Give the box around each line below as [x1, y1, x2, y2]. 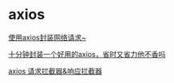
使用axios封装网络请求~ [8, 32, 86, 42]
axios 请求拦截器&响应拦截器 [8, 66, 102, 76]
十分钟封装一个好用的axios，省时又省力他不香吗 [8, 49, 166, 58]
